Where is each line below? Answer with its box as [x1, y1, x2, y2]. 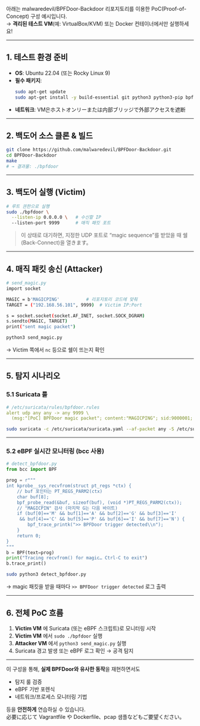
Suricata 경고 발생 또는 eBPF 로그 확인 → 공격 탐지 [14, 647, 134, 654]
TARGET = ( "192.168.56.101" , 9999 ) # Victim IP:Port [6, 302, 143, 308]
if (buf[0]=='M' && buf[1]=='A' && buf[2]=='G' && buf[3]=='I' [17, 510, 177, 517]
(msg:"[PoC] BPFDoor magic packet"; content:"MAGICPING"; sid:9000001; [11, 415, 193, 421]
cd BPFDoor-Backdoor [6, 152, 58, 158]
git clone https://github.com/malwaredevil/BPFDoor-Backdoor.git [6, 147, 171, 153]
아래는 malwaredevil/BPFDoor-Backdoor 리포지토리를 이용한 [6, 5, 150, 12]
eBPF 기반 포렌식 [14, 685, 55, 693]
